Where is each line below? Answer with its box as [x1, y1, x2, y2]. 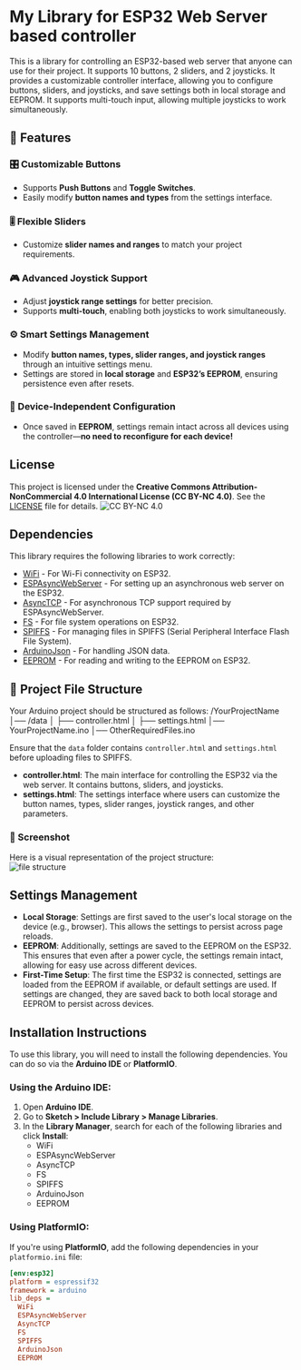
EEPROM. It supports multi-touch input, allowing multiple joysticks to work [9, 94, 286, 105]
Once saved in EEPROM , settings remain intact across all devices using [22, 420, 289, 432]
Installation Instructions [9, 1024, 148, 1040]
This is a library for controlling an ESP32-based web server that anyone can [9, 55, 293, 66]
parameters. [22, 808, 69, 819]
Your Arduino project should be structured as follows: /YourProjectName [9, 705, 279, 716]
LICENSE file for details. [9, 500, 99, 511]
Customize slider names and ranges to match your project [22, 239, 243, 250]
